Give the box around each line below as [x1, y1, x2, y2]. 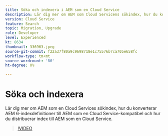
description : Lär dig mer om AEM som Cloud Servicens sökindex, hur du [5, 12, 157, 17]
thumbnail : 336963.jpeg [5, 44, 55, 49]
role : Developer [5, 30, 39, 35]
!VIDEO [17, 126, 32, 132]
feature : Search [5, 21, 39, 26]
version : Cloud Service [5, 16, 55, 21]
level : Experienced [5, 35, 46, 40]
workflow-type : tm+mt [5, 53, 50, 59]
